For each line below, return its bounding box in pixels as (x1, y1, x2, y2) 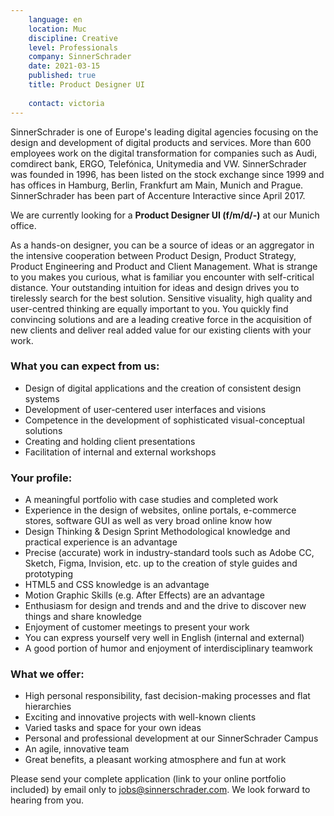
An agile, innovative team (24, 743, 130, 755)
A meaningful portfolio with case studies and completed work (24, 494, 279, 506)
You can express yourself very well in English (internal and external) (24, 632, 305, 644)
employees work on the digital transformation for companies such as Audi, (10, 147, 318, 159)
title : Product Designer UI (28, 80, 145, 90)
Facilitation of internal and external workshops (24, 446, 217, 458)
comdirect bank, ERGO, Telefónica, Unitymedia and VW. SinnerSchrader (10, 157, 307, 170)
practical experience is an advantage (24, 536, 178, 548)
